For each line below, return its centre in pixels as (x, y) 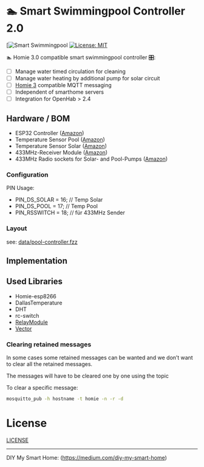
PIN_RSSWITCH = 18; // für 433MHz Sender (70, 212)
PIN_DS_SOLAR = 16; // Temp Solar (59, 200)
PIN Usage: (20, 188)
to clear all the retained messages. (49, 364)
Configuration (27, 175)
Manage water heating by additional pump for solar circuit (87, 78)
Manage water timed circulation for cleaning (70, 71)
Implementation (37, 261)
